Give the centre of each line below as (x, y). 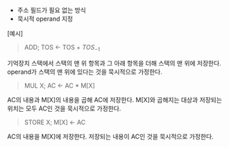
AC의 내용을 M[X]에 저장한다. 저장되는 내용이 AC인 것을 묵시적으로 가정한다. (110, 136)
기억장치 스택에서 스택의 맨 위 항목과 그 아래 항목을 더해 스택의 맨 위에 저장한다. (114, 63)
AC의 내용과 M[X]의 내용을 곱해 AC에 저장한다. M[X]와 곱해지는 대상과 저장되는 (114, 99)
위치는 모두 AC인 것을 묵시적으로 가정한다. (64, 108)
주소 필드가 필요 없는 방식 (52, 10)
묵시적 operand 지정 (45, 19)
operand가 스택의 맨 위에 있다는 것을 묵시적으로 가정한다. (85, 72)
